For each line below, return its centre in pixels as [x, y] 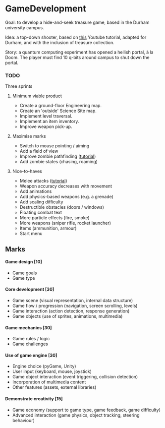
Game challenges [30, 344]
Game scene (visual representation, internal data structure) [73, 301]
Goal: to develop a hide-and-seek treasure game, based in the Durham [77, 22]
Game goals [25, 273]
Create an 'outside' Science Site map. [58, 111]
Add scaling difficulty [41, 202]
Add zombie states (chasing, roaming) [59, 162]
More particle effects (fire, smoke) [55, 218]
